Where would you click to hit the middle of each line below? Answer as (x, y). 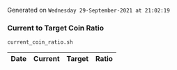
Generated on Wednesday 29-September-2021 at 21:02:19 (89, 10)
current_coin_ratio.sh (40, 42)
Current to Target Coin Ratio (56, 28)
